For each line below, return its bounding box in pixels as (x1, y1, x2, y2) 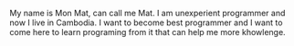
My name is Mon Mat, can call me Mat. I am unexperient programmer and (9, 8, 286, 18)
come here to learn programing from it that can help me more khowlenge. (9, 27, 286, 37)
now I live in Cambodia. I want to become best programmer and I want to (9, 17, 283, 28)
